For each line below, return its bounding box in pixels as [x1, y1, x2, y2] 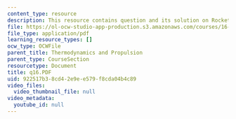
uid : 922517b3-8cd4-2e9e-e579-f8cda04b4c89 [7, 75, 137, 83]
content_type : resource [7, 10, 77, 17]
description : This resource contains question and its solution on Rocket [7, 17, 231, 24]
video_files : [7, 82, 46, 89]
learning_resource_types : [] [7, 36, 93, 43]
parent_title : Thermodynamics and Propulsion [7, 50, 143, 57]
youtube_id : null [13, 101, 65, 108]
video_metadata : [7, 95, 55, 102]
